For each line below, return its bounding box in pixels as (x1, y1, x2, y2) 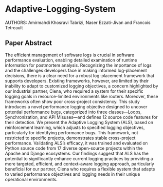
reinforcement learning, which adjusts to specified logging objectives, (5, 125, 145, 130)
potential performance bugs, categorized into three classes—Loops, (5, 109, 142, 115)
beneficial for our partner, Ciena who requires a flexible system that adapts (5, 166, 155, 172)
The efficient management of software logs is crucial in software (5, 52, 135, 58)
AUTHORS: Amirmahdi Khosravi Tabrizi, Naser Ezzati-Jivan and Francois (5, 20, 151, 25)
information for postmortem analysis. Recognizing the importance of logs (5, 62, 152, 68)
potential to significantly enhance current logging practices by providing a (5, 155, 153, 162)
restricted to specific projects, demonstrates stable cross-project (5, 135, 136, 141)
